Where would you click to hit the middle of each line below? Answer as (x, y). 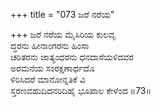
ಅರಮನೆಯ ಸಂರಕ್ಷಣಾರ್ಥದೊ (52, 68)
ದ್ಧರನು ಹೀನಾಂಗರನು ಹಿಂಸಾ (50, 45)
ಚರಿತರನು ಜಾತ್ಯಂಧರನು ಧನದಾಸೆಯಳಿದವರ (72, 57)
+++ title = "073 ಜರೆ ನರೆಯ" (62, 14)
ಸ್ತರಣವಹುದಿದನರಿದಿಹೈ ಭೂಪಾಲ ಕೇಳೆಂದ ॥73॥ (81, 90)
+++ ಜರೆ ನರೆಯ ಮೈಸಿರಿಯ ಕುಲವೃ (63, 34)
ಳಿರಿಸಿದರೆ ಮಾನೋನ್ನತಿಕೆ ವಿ (48, 79)
